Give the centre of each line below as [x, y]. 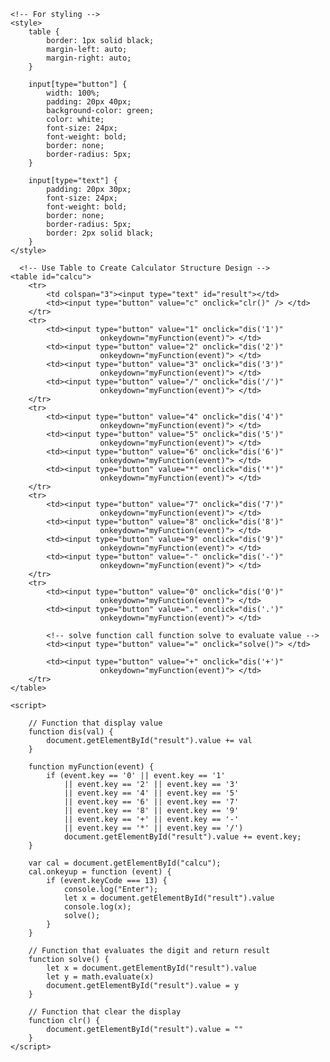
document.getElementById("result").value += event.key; [182, 837]
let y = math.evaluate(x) [100, 977]
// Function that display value [95, 723]
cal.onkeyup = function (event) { [100, 872]
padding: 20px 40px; [89, 102]
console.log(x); [97, 907]
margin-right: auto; [89, 58]
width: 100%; [73, 93]
